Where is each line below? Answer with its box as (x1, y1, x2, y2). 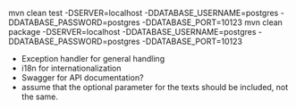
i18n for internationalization (21, 63, 122, 73)
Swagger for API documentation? (21, 72, 144, 83)
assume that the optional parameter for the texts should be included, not (21, 82, 289, 92)
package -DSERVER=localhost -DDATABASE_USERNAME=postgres (8, 27, 257, 37)
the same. (21, 91, 59, 102)
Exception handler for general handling (21, 54, 165, 63)
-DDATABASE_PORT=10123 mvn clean (141, 17, 283, 28)
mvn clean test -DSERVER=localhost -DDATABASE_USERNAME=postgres (8, 8, 279, 18)
